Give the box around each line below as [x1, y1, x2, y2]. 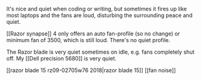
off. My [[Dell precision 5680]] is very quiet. [6, 55, 117, 62]
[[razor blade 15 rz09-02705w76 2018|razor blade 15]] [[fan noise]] [6, 67, 176, 74]
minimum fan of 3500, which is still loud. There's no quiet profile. [6, 37, 170, 43]
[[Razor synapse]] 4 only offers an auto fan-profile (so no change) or [6, 30, 180, 37]
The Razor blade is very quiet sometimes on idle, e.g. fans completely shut [6, 48, 195, 56]
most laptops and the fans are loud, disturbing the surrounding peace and [6, 12, 193, 19]
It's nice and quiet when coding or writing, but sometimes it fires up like [6, 5, 187, 12]
